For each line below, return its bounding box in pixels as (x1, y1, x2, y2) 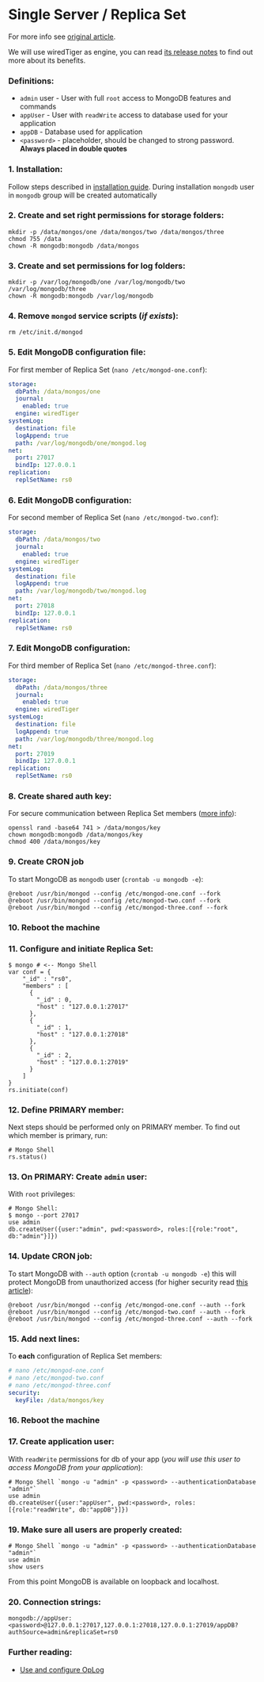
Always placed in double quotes (19, 144, 128, 154)
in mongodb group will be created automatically (8, 190, 157, 200)
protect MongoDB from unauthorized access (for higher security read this (8, 1277, 249, 1286)
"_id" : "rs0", (22, 975, 73, 983)
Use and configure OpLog (19, 1665, 104, 1674)
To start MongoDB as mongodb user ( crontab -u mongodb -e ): (8, 874, 204, 883)
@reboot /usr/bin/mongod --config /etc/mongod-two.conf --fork (8, 896, 221, 905)
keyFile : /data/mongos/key (15, 1396, 104, 1404)
